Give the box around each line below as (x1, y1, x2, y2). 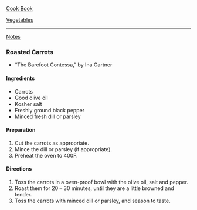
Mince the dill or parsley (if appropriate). (14, 145, 113, 152)
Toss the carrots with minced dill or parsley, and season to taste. (14, 197, 171, 204)
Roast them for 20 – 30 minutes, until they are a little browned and (14, 185, 174, 192)
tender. (14, 191, 32, 198)
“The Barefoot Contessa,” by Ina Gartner (14, 61, 113, 68)
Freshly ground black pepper (14, 106, 85, 114)
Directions (6, 165, 32, 172)
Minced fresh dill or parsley (14, 113, 81, 120)
